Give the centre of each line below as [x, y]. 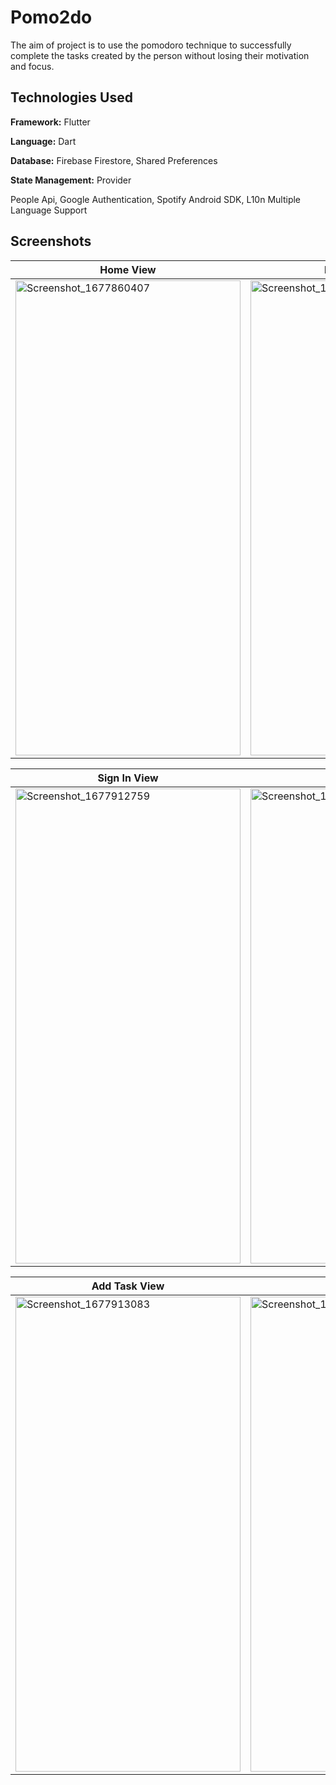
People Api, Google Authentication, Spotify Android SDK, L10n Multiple [156, 199]
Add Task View [128, 1286]
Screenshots [51, 241]
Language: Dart [43, 141]
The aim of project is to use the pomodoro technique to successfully [151, 45]
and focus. [32, 66]
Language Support [49, 210]
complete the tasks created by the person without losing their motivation [160, 55]
